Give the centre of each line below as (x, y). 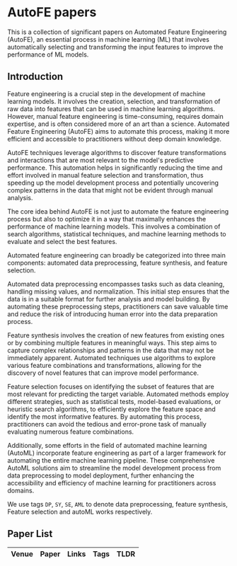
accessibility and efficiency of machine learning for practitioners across (112, 483)
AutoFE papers (52, 12)
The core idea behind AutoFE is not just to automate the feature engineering (118, 211)
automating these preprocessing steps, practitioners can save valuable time (118, 306)
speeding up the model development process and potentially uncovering (113, 183)
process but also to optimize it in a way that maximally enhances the (107, 219)
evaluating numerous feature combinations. (71, 432)
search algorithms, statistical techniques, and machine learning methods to (117, 233)
